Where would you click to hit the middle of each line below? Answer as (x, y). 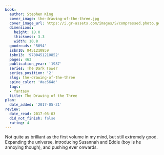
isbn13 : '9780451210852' (35, 55)
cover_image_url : (27, 23)
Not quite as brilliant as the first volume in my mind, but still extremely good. (82, 136)
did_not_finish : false (32, 118)
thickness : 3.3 (29, 37)
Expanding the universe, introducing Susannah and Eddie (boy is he (73, 142)
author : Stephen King (31, 14)
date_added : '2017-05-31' (36, 105)
